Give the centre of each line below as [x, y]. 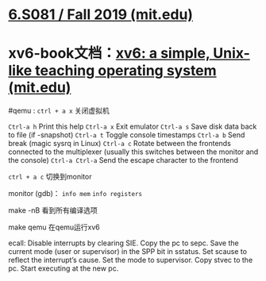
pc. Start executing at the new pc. [64, 268]
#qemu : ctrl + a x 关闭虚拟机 [59, 111]
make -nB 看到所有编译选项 [53, 210]
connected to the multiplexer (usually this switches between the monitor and [133, 152]
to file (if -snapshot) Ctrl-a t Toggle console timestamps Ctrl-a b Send [127, 135]
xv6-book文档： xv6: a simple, [109, 54]
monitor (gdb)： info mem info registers [75, 194]
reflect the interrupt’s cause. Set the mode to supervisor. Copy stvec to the [131, 260]
